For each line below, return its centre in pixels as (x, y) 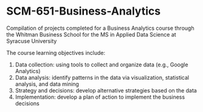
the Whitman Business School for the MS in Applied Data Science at (91, 34)
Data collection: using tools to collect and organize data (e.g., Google (101, 65)
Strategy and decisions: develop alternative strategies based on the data (106, 90)
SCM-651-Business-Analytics (84, 11)
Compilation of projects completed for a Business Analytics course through (100, 28)
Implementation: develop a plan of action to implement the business (100, 97)
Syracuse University (32, 41)
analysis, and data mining (47, 84)
